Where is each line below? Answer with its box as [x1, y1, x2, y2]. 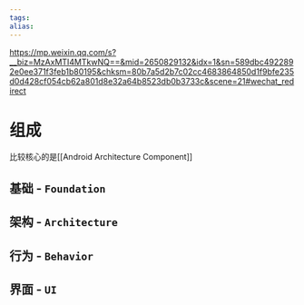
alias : [9, 22, 34, 31]
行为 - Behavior [9, 248, 93, 263]
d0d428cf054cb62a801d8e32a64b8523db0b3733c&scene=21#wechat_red [9, 75, 295, 86]
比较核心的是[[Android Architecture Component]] [9, 152, 193, 162]
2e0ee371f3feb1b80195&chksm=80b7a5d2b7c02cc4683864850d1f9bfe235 [9, 65, 295, 77]
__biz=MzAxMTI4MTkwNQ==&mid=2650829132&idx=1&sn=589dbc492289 [9, 56, 294, 67]
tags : [9, 13, 30, 23]
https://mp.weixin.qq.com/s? [9, 46, 116, 57]
